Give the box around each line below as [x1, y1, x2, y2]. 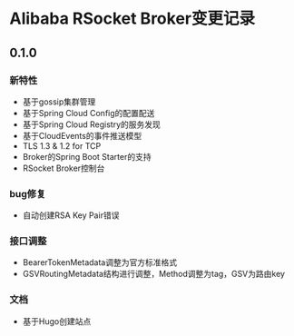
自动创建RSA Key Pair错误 [22, 210, 120, 221]
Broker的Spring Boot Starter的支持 [22, 151, 152, 162]
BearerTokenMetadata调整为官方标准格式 [22, 257, 178, 268]
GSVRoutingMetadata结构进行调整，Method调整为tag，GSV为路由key [22, 269, 286, 280]
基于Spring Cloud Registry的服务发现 [22, 119, 162, 130]
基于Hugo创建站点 [22, 315, 92, 327]
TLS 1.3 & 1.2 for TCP [22, 140, 102, 151]
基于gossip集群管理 [22, 96, 96, 107]
